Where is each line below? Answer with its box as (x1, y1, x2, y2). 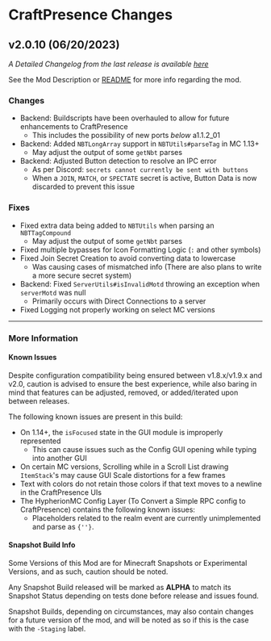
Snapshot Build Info (8, 540, 76, 550)
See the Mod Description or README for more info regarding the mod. (8, 75, 242, 84)
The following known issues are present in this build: (8, 412, 183, 421)
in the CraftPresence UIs (19, 487, 102, 497)
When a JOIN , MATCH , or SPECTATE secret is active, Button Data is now (31, 174, 257, 183)
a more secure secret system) (31, 270, 132, 280)
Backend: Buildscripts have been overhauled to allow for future (19, 113, 230, 123)
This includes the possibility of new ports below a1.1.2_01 (31, 131, 220, 140)
